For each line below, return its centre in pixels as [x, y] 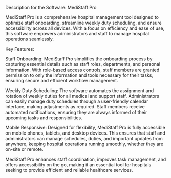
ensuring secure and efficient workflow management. [62, 81]
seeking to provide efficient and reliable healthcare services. [69, 170]
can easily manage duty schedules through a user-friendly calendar [77, 101]
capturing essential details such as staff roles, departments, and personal [83, 64]
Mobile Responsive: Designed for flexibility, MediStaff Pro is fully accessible [85, 128]
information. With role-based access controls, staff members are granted [82, 70]
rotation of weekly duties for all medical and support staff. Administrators [82, 96]
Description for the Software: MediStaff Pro [51, 7]
